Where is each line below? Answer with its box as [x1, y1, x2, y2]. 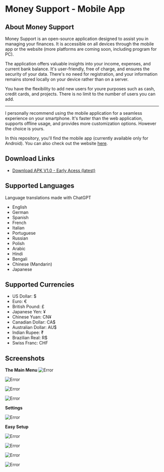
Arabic [12, 246, 26, 251]
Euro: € [12, 299, 27, 305]
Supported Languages [5, 182, 75, 190]
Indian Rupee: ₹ [12, 329, 44, 335]
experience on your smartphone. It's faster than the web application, [5, 116, 143, 121]
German [12, 209, 29, 215]
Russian [12, 235, 28, 241]
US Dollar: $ [12, 293, 37, 299]
